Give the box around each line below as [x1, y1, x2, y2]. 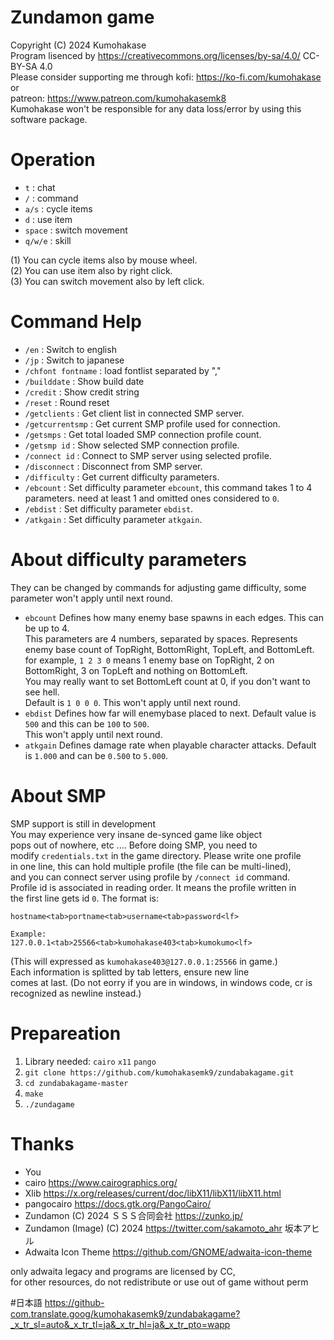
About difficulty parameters [10, 549, 247, 571]
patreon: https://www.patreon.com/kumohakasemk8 [10, 92, 227, 104]
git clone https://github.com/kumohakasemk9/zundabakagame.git [24, 1067, 295, 1078]
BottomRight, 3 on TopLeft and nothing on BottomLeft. [24, 664, 248, 676]
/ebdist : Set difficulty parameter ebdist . [24, 502, 194, 515]
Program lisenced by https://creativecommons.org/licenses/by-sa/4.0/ [10, 49, 301, 61]
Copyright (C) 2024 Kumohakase [10, 39, 147, 51]
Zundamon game [10, 6, 155, 29]
